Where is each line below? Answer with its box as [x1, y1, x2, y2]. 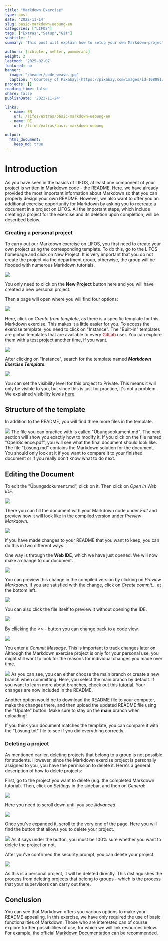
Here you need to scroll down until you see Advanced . [5, 802, 117, 808]
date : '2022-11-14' [5, 17, 46, 22]
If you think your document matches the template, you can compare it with [5, 722, 159, 729]
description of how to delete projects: [5, 767, 82, 774]
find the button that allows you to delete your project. [5, 826, 115, 832]
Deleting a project [5, 740, 49, 747]
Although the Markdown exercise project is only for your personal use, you [5, 650, 159, 656]
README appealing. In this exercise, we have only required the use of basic [5, 914, 161, 920]
